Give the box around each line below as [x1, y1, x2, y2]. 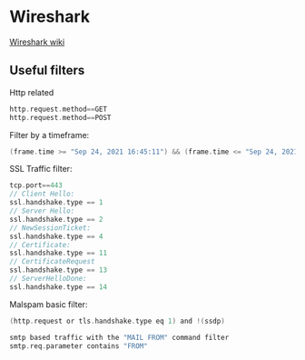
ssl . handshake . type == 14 [9, 282, 107, 292]
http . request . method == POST [9, 113, 112, 122]
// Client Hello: [9, 189, 75, 199]
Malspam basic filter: [9, 298, 88, 310]
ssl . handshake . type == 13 [9, 265, 107, 275]
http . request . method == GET [9, 105, 107, 114]
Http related [9, 86, 54, 97]
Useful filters [9, 63, 85, 78]
